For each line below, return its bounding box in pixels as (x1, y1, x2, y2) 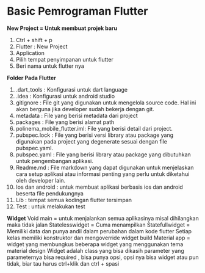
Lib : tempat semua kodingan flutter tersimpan (15, 196, 132, 203)
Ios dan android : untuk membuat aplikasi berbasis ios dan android (15, 183, 184, 191)
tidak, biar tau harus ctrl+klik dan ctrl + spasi (7, 260, 120, 267)
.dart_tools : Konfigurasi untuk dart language (15, 86, 128, 93)
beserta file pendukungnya (15, 189, 84, 197)
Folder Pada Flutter (7, 74, 57, 81)
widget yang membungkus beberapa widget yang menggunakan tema (7, 240, 184, 248)
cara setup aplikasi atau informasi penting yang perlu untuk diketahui (15, 170, 190, 178)
